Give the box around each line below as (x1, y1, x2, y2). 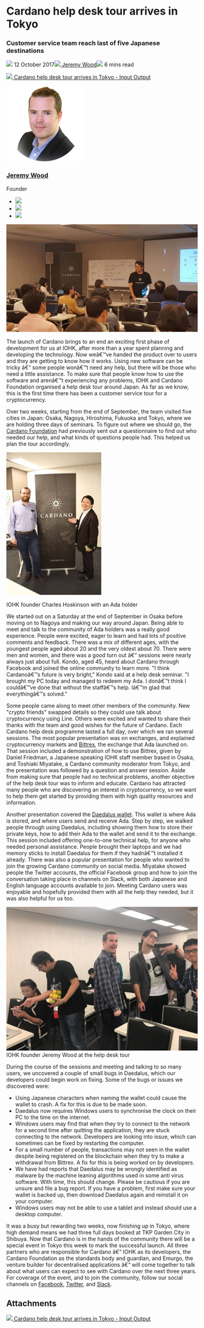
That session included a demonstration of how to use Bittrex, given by (6, 747, 181, 755)
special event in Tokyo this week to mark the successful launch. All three (6, 1242, 188, 1249)
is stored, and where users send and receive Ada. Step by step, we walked (6, 817, 193, 825)
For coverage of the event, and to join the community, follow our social (6, 1274, 183, 1281)
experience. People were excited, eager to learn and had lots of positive (6, 632, 186, 640)
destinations (6, 47, 44, 55)
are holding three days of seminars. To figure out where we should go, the (6, 421, 192, 428)
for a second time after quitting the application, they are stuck (15, 1127, 170, 1134)
